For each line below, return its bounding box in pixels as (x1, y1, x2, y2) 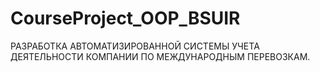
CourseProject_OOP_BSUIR (10, 7, 241, 30)
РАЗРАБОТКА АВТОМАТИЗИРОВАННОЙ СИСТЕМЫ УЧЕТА (10, 40, 260, 52)
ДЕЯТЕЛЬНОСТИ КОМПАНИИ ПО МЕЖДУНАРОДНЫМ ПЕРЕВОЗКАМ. (10, 50, 311, 62)
